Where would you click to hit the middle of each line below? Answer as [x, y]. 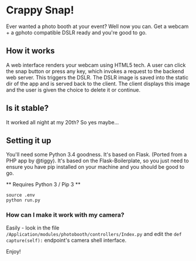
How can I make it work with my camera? [65, 215]
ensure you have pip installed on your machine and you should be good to [95, 167]
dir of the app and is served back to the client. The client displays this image [98, 83]
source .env [20, 195]
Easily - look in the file [33, 228]
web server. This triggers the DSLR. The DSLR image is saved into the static [97, 77]
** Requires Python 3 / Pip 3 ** [43, 185]
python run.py [23, 200]
